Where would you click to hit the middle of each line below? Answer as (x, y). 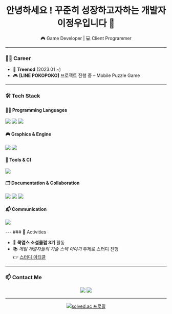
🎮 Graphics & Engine (28, 134)
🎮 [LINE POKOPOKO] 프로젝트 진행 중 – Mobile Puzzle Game (76, 75)
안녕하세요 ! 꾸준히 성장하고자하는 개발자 (86, 11)
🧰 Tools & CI (18, 160)
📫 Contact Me (24, 278)
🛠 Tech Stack (23, 96)
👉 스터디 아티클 (29, 257)
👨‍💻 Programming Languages (36, 110)
